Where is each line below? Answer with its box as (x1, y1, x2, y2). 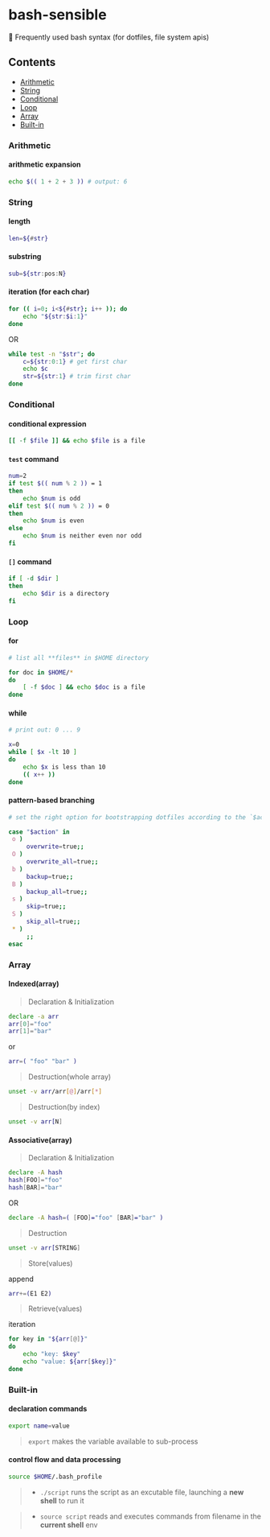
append (8, 1274, 35, 1284)
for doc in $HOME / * (8, 668, 74, 677)
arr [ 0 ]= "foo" (8, 1020, 52, 1028)
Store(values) (27, 1258, 73, 1268)
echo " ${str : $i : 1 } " (22, 312, 88, 320)
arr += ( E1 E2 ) (8, 1289, 52, 1297)
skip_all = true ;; (26, 917, 81, 926)
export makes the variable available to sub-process (27, 1436, 198, 1446)
